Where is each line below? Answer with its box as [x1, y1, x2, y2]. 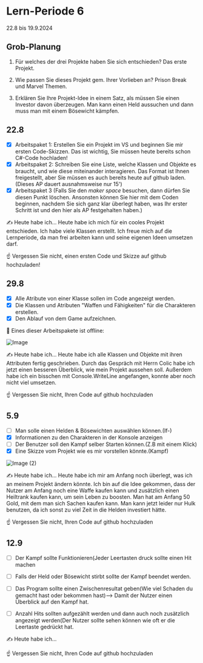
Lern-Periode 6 [6, 4, 84, 18]
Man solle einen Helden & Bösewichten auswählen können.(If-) [15, 427, 172, 434]
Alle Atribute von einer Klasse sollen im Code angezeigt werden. [15, 295, 176, 302]
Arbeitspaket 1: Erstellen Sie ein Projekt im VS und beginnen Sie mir [15, 141, 184, 148]
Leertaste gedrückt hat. [15, 623, 74, 630]
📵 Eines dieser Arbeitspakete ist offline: [6, 327, 105, 334]
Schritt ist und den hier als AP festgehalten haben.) [15, 206, 142, 213]
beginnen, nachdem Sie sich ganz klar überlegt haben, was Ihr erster [15, 200, 188, 207]
